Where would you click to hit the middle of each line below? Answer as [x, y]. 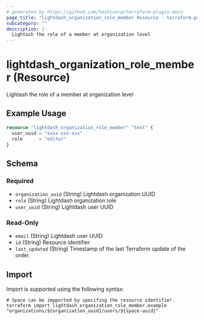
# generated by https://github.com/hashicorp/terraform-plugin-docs [95, 12]
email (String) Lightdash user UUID [59, 236]
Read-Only [23, 223]
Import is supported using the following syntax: [65, 289]
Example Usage [36, 113]
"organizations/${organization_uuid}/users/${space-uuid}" [83, 311]
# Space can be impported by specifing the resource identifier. [90, 301]
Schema [22, 163]
